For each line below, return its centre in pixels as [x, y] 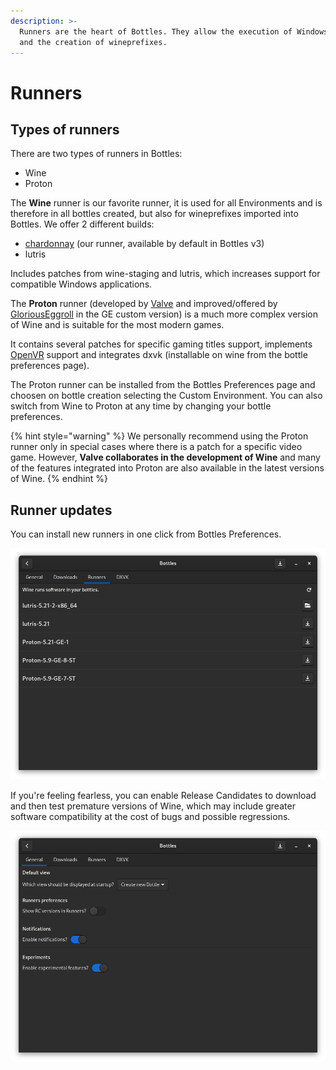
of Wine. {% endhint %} [59, 479]
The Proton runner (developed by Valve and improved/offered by [144, 304]
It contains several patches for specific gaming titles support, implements [161, 344]
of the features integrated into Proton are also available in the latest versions [167, 468]
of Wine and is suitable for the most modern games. [117, 325]
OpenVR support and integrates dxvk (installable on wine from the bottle [159, 355]
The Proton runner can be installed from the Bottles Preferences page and [163, 385]
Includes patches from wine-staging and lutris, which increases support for [165, 274]
